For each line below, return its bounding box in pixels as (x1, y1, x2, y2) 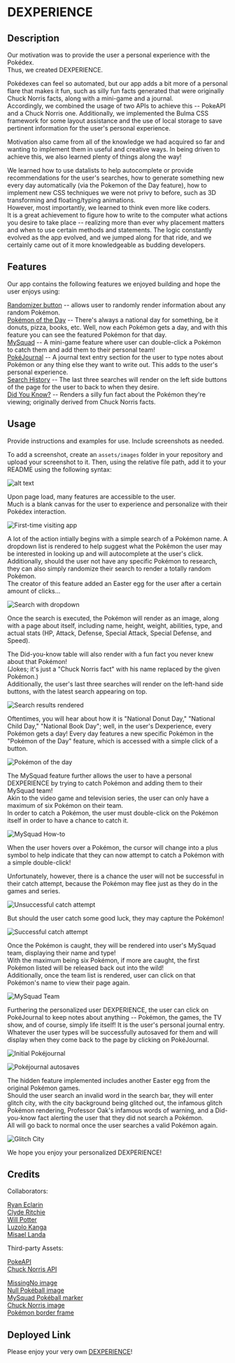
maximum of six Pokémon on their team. (7, 801, 124, 809)
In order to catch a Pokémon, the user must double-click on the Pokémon (7, 809, 219, 817)
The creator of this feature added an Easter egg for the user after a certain (7, 579, 222, 587)
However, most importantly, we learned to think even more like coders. (7, 204, 211, 211)
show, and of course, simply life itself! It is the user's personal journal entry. (7, 1020, 225, 1029)
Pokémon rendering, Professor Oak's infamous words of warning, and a (7, 1106, 214, 1115)
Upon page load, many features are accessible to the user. (7, 492, 176, 500)
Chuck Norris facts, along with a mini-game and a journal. (7, 94, 173, 102)
